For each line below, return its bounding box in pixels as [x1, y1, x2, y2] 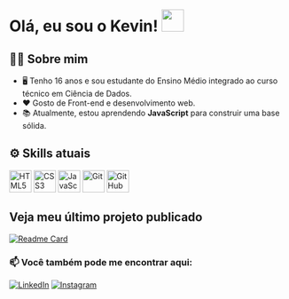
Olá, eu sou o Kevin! [9, 16, 159, 36]
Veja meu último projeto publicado [9, 209, 203, 225]
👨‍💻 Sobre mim [9, 51, 89, 67]
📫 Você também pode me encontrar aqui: [9, 256, 193, 268]
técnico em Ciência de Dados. [21, 89, 133, 98]
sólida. [21, 121, 47, 130]
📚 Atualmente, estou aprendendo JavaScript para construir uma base [21, 107, 280, 118]
